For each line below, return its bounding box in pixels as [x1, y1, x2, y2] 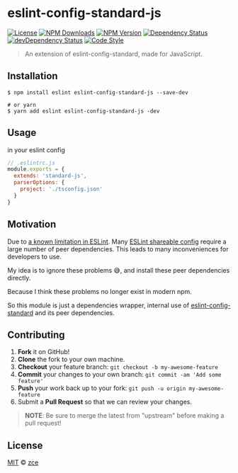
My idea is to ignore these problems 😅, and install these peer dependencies [7, 266, 230, 274]
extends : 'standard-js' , [13, 172, 87, 180]
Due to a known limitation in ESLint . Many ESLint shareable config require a [7, 237, 227, 246]
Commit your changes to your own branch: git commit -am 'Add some [17, 370, 222, 379]
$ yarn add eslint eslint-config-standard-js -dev [7, 108, 160, 115]
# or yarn [7, 101, 37, 108]
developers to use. [7, 252, 62, 261]
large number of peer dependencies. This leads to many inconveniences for [7, 244, 229, 253]
